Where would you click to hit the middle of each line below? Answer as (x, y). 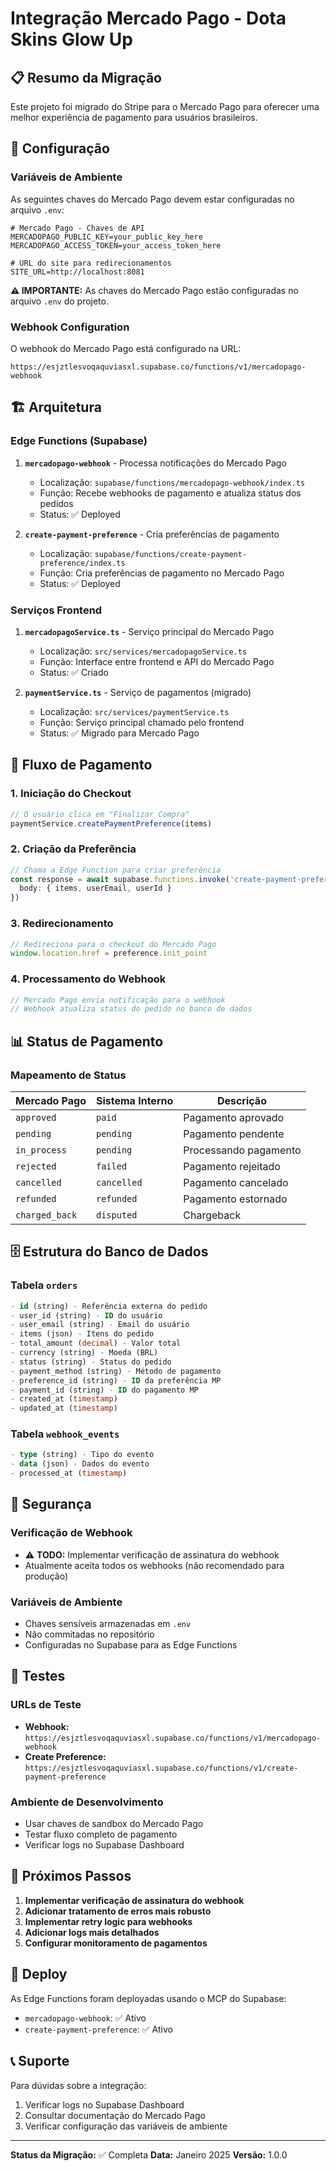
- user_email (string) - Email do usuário (100, 1325)
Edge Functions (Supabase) (79, 441)
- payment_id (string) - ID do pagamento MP (104, 1390)
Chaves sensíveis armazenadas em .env (108, 1624)
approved (36, 1117)
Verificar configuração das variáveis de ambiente (126, 2126)
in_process (41, 1150)
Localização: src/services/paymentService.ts (134, 711)
